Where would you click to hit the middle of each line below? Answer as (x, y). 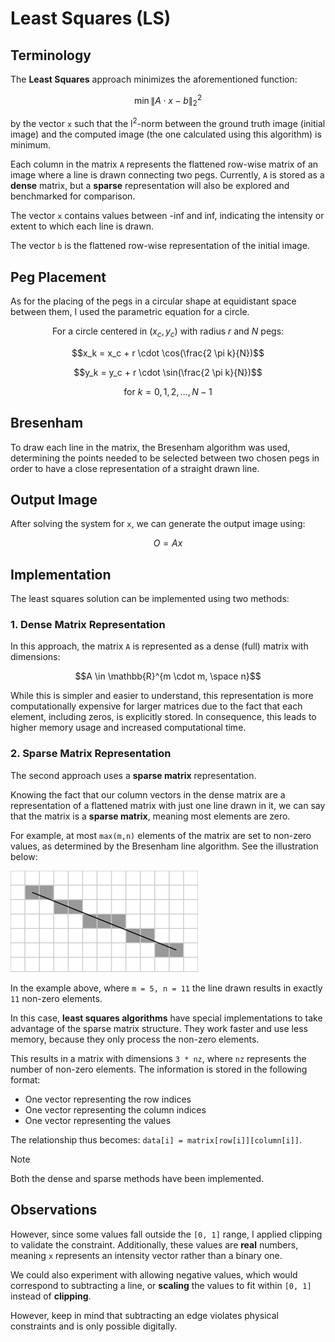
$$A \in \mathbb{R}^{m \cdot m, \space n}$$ (168, 676)
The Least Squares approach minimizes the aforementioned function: (154, 79)
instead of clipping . (51, 1296)
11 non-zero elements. (56, 998)
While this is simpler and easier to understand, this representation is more (162, 696)
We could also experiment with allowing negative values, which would (154, 1274)
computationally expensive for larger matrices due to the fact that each (156, 706)
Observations (54, 1210)
